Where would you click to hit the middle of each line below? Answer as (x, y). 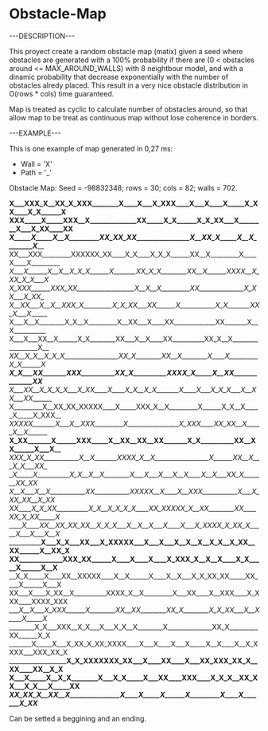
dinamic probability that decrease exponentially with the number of (119, 77)
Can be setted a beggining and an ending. (78, 718)
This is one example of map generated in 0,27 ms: (91, 148)
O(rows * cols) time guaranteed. (62, 93)
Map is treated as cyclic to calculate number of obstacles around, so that (128, 109)
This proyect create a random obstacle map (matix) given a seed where (126, 51)
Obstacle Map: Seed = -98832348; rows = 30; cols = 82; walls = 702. (123, 187)
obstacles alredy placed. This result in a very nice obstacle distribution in (129, 85)
